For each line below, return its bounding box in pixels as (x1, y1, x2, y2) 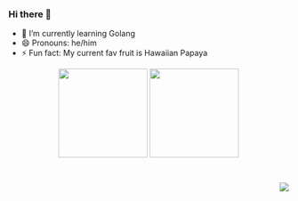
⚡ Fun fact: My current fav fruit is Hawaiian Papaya (20, 48, 208, 59)
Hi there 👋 (8, 8, 52, 20)
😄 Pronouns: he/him (20, 37, 97, 48)
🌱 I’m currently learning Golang (20, 28, 135, 39)
